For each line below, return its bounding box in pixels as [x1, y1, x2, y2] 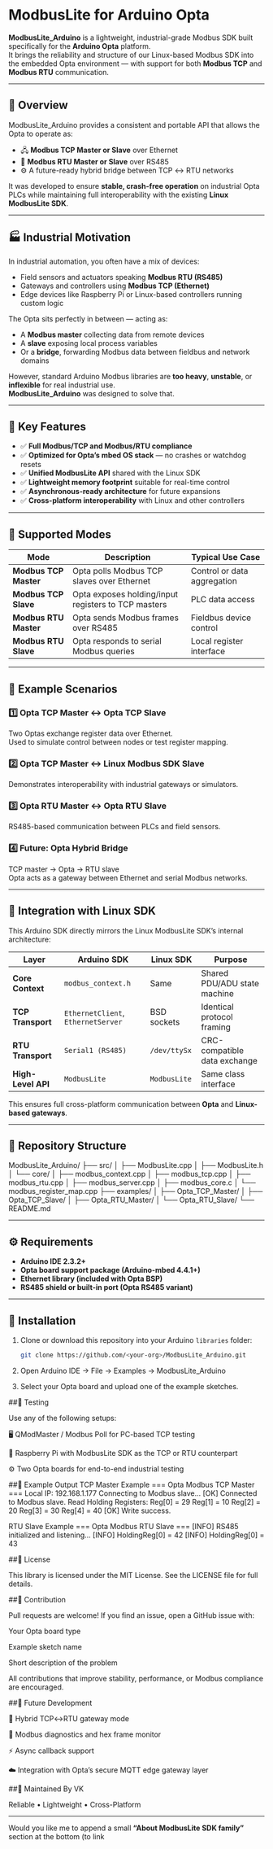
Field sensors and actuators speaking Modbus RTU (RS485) [19, 272, 223, 282]
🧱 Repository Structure [8, 1139, 127, 1152]
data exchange [201, 1055, 258, 1066]
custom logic [19, 298, 64, 308]
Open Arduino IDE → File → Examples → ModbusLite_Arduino [19, 1366, 226, 1375]
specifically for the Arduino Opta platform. [8, 41, 151, 50]
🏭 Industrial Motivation [8, 230, 132, 245]
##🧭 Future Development [8, 1698, 93, 1707]
